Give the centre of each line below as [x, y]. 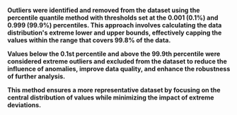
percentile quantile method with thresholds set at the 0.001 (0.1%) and [113, 18]
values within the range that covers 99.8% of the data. [89, 40]
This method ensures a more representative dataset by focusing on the [114, 90]
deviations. [24, 105]
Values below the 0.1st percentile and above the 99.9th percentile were [114, 54]
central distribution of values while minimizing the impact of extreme [111, 97]
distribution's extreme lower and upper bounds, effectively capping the [115, 32]
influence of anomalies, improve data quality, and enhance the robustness [119, 69]
